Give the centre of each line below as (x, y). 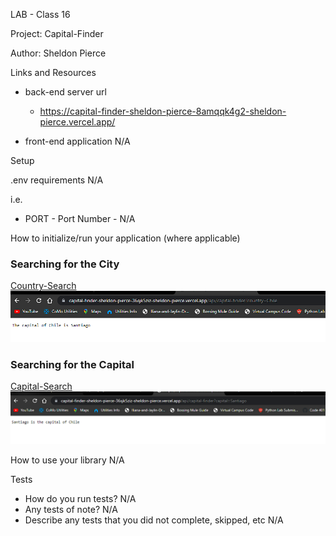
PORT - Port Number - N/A (80, 218)
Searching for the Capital (72, 364)
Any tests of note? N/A (71, 509)
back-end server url (65, 92)
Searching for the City (65, 264)
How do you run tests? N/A (80, 498)
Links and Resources (53, 72)
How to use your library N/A (67, 460)
